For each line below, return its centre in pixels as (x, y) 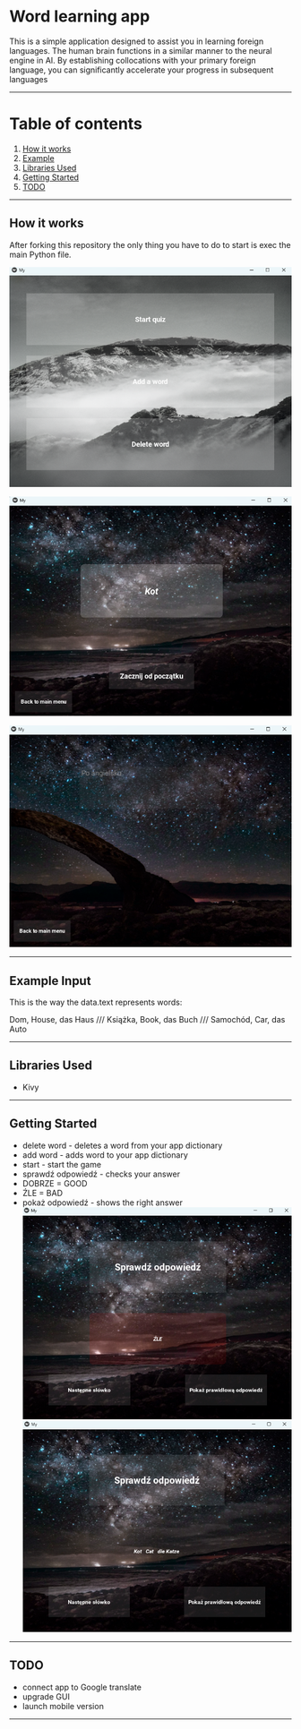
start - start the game (61, 1164)
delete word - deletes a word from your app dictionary (122, 1145)
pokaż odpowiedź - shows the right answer (103, 1203)
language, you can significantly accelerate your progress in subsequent (142, 70)
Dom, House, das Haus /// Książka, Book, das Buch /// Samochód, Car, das (147, 1020)
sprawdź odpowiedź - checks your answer (101, 1174)
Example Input (50, 981)
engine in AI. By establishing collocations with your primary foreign (133, 60)
